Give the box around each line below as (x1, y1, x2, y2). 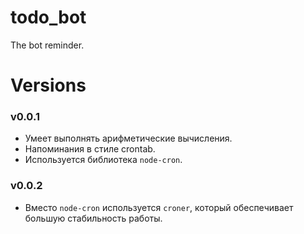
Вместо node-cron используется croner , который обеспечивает (24, 201, 294, 213)
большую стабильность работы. (24, 212, 163, 224)
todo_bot (10, 6, 87, 29)
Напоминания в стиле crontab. (24, 143, 156, 155)
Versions (10, 74, 87, 97)
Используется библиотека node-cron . (24, 154, 183, 166)
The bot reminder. (10, 39, 85, 51)
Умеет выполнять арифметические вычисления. (24, 132, 233, 145)
